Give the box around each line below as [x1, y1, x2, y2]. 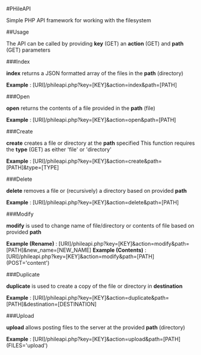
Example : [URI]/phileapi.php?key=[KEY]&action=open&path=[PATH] [6, 117, 176, 123]
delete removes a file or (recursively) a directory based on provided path [6, 187, 187, 194]
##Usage [6, 28, 29, 35]
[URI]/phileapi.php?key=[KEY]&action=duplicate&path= [32, 294, 169, 301]
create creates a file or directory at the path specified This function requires [6, 139, 195, 147]
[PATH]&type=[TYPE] [6, 164, 59, 171]
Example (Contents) [92, 246, 144, 253]
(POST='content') [6, 259, 50, 266]
